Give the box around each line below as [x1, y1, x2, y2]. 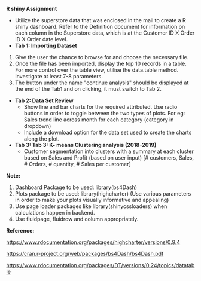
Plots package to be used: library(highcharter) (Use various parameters [14, 190, 191, 197]
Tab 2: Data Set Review [14, 97, 74, 104]
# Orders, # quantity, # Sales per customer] [23, 161, 132, 167]
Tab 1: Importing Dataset [14, 42, 78, 49]
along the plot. [23, 135, 60, 142]
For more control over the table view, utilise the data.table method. [14, 66, 179, 74]
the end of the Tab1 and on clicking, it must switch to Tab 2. [14, 85, 162, 92]
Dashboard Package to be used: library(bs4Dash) [14, 184, 138, 191]
